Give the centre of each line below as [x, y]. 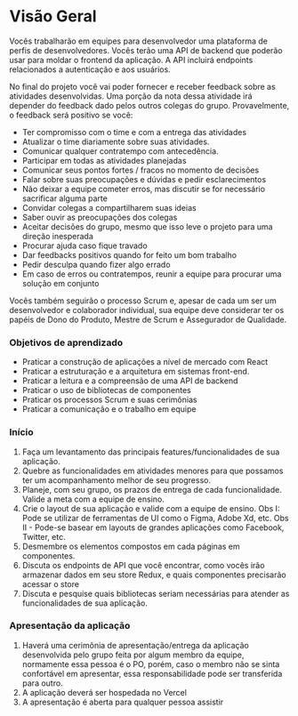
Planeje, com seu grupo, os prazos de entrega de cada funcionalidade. [152, 489]
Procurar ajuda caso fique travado [85, 245]
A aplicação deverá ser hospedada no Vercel [104, 692]
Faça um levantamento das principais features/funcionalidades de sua [151, 452]
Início [21, 432]
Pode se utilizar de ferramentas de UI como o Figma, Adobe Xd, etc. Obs [155, 518]
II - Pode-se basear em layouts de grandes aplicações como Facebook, [153, 527]
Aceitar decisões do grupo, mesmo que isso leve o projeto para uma [147, 226]
